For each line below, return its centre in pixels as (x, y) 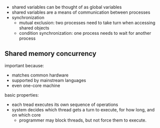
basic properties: (22, 95)
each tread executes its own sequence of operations (65, 104)
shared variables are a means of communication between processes (81, 12)
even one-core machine (36, 85)
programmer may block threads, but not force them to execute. (83, 120)
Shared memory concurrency (51, 54)
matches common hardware (40, 75)
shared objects (34, 28)
